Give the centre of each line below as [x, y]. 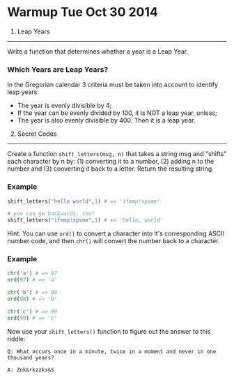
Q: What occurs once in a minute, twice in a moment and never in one [112, 351]
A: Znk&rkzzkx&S [31, 370]
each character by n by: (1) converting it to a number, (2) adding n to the [111, 162]
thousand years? [31, 357]
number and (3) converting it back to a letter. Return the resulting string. [110, 169]
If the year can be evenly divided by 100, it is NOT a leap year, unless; [117, 113]
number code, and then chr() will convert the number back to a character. [114, 241]
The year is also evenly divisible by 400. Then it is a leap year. [106, 121]
